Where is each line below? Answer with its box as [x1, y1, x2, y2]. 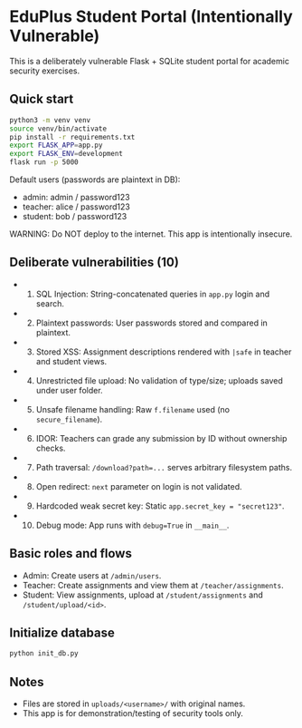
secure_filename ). [35, 413, 103, 424]
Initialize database [9, 626, 116, 641]
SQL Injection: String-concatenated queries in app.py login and [35, 288, 269, 299]
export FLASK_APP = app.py [9, 141, 103, 150]
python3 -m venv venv [9, 115, 91, 124]
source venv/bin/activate [9, 124, 107, 133]
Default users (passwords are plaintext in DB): [9, 174, 181, 185]
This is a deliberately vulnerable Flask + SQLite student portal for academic [9, 55, 289, 66]
